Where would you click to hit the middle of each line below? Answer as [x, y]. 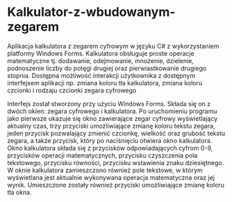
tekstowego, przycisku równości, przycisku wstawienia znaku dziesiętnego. [116, 162]
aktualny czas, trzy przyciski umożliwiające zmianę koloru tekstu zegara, [111, 126]
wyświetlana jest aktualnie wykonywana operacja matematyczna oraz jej [111, 177]
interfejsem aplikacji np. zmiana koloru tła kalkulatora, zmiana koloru [105, 83]
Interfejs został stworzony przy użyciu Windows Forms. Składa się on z [109, 103]
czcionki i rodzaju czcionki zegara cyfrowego [72, 90]
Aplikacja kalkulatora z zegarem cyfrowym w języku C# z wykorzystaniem [113, 46]
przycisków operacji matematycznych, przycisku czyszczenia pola [102, 155]
